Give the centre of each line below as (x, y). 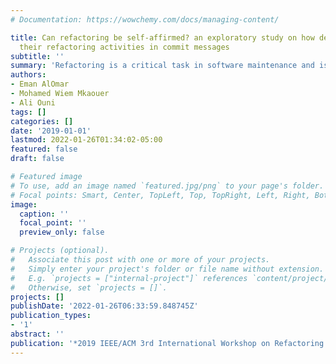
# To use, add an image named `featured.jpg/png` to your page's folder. (167, 186)
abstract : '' (37, 334)
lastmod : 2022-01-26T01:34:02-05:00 (86, 140)
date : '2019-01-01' (51, 131)
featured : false (44, 149)
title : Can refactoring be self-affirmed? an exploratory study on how (162, 37)
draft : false (37, 159)
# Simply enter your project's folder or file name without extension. (167, 269)
